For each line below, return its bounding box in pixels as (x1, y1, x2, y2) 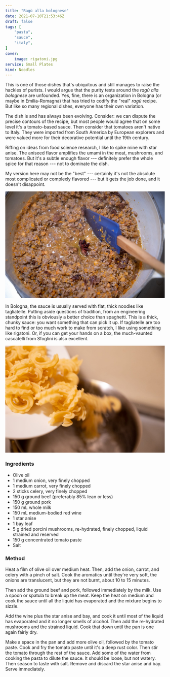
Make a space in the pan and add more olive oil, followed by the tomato (5, 639, 154, 645)
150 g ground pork (12, 499, 52, 505)
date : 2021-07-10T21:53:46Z (5, 13, 65, 19)
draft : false (5, 19, 33, 24)
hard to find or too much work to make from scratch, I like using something (5, 325, 161, 331)
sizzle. (5, 603, 19, 609)
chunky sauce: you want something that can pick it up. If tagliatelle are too (5, 319, 160, 326)
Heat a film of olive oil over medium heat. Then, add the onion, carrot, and (5, 566, 159, 572)
